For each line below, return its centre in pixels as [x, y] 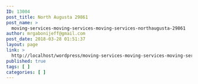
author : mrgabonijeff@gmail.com [46, 34]
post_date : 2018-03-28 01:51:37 [46, 39]
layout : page [22, 45]
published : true [26, 61]
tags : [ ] [18, 67]
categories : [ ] [26, 72]
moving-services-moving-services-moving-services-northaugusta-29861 [98, 28]
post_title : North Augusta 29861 [47, 17]
